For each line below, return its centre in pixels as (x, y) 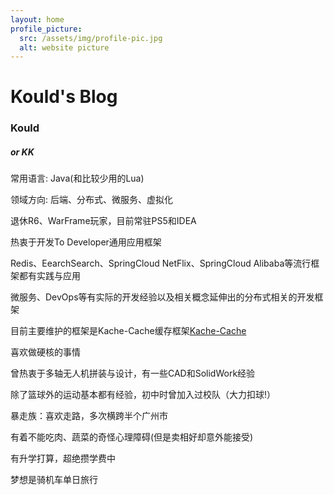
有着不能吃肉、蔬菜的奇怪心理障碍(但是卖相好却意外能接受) (132, 437)
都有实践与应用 (49, 276)
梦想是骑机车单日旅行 (54, 480)
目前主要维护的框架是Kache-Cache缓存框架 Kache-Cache (128, 331)
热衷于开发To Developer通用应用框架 (86, 242)
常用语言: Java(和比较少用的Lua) (77, 178)
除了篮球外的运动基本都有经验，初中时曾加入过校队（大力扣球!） (143, 395)
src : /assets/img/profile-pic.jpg (91, 38)
